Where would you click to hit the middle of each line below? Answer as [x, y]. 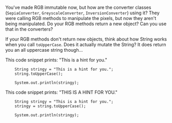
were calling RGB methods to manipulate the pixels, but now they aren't [81, 18]
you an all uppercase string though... [44, 50]
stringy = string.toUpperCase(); [50, 106]
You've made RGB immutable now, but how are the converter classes [78, 7]
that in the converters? [29, 29]
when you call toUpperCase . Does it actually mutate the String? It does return [86, 45]
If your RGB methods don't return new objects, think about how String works [86, 39]
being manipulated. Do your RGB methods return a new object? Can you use [86, 24]
